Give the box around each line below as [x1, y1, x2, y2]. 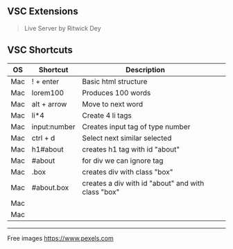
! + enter [31, 77, 60, 86]
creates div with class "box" [82, 167, 173, 177]
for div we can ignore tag [82, 156, 164, 166]
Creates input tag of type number [82, 122, 191, 131]
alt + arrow [31, 99, 67, 109]
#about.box [31, 182, 69, 192]
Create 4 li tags [82, 111, 132, 120]
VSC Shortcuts [7, 45, 73, 56]
